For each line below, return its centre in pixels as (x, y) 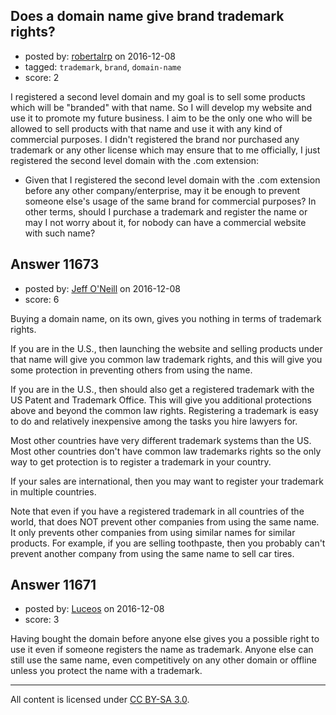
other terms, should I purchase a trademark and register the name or (166, 211)
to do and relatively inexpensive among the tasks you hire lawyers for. (154, 421)
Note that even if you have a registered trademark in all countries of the (157, 511)
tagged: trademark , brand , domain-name (103, 66)
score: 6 (42, 299)
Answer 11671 (53, 585)
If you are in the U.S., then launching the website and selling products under (166, 348)
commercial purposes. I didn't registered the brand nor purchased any (155, 139)
